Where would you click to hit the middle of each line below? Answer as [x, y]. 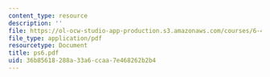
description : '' [35, 23]
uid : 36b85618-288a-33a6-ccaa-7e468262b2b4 [82, 61]
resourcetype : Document [48, 46]
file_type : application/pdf [55, 38]
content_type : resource [48, 16]
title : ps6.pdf [34, 53]
